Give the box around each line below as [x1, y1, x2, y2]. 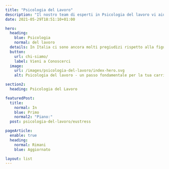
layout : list [5, 156, 33, 161]
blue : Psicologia [14, 35, 51, 40]
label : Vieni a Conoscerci [14, 59, 71, 64]
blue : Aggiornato [14, 147, 51, 152]
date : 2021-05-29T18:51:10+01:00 [5, 17, 75, 22]
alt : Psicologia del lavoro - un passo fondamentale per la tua [14, 73, 152, 78]
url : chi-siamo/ [14, 54, 49, 59]
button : [10, 49, 26, 54]
